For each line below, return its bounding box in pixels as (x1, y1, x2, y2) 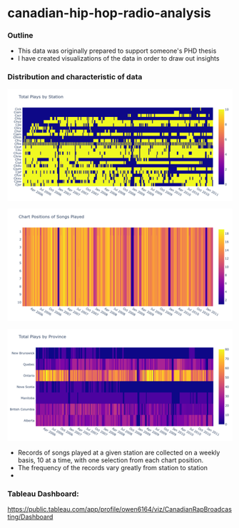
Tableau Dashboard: (7, 489, 80, 499)
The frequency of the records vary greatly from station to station (17, 463, 208, 472)
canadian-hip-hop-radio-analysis (7, 5, 212, 21)
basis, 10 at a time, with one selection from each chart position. (17, 455, 204, 464)
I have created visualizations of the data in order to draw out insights (17, 54, 220, 63)
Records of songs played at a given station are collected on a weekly (17, 448, 220, 457)
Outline (7, 31, 34, 41)
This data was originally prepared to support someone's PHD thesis (17, 46, 217, 55)
